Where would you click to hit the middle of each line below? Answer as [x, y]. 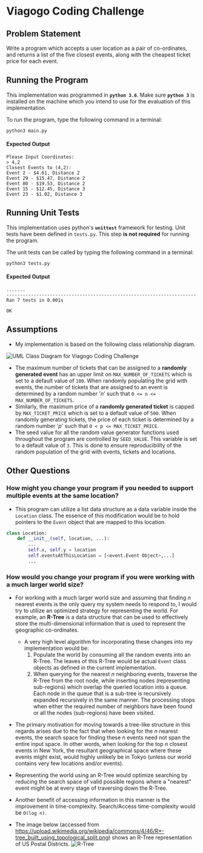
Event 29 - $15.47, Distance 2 [46, 178]
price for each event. [32, 61]
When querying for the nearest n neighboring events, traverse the [115, 674]
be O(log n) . [31, 813]
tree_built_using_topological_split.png [62, 838]
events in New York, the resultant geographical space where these [98, 751]
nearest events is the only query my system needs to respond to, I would [106, 604]
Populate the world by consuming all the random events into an [112, 655]
